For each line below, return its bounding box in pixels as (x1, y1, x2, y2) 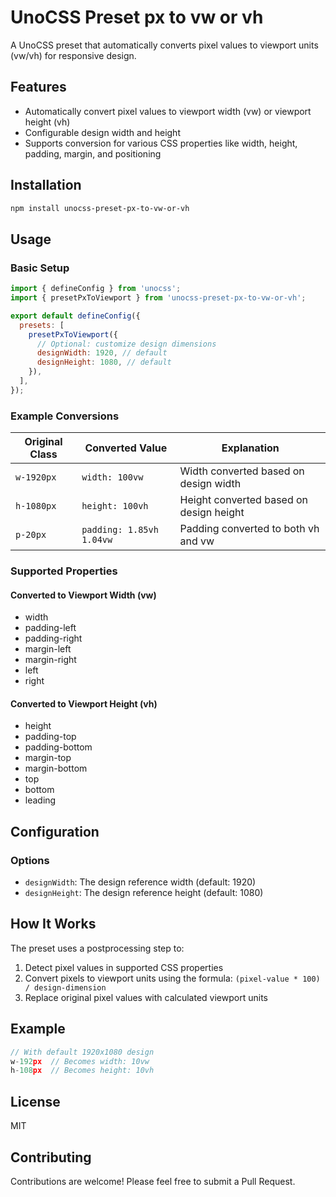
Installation (10, 177, 82, 194)
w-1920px (15, 472, 57, 483)
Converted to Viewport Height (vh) (10, 697, 158, 710)
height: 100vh (81, 501, 149, 512)
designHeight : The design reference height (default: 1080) (24, 887, 264, 899)
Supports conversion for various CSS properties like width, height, (24, 137, 298, 149)
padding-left (24, 622, 77, 634)
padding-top (24, 731, 77, 743)
